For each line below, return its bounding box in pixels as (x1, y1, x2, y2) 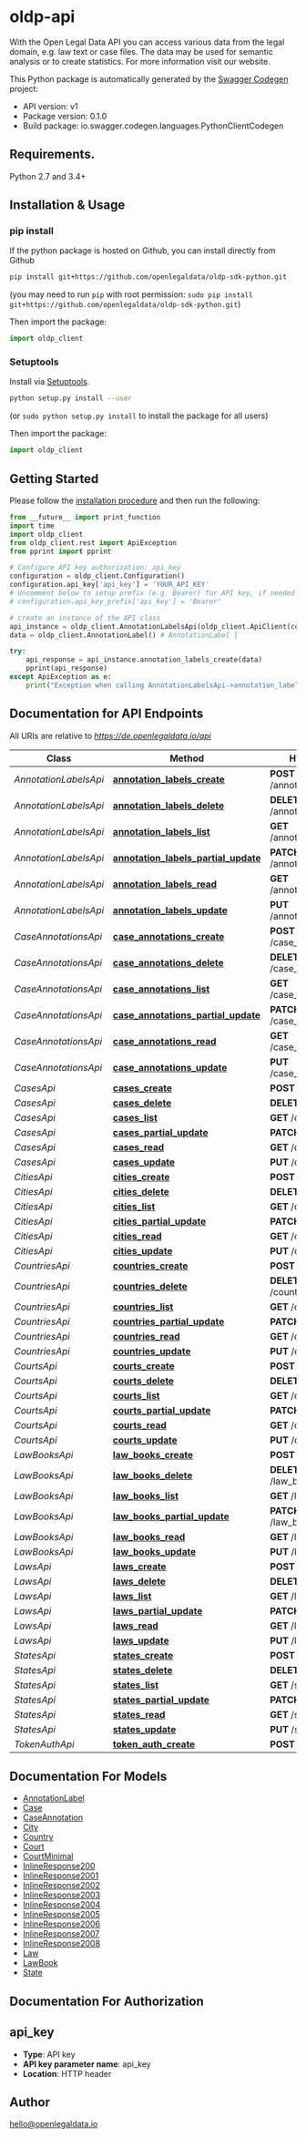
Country (22, 1832, 54, 1843)
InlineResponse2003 (22, 1889, 101, 1901)
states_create (112, 1649, 174, 1661)
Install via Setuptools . (9, 376, 90, 387)
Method (169, 752, 205, 765)
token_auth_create (112, 1738, 196, 1751)
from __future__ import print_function (9, 513, 161, 522)
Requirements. (9, 147, 96, 162)
